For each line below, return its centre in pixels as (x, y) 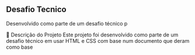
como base (20, 47)
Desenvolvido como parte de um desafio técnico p (67, 23)
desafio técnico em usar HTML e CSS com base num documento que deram (98, 41)
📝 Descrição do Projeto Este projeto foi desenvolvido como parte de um (92, 35)
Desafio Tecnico (36, 10)
